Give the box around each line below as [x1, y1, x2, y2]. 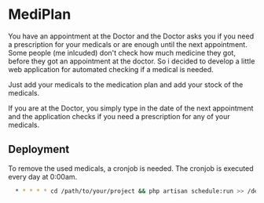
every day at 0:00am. [8, 172, 78, 181]
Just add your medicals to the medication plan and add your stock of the [8, 80, 244, 89]
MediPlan [8, 5, 71, 24]
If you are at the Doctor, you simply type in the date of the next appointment [8, 103, 254, 113]
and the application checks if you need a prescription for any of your [8, 111, 230, 121]
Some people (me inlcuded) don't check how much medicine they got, [8, 48, 236, 57]
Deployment [8, 143, 70, 156]
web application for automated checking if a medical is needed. [8, 64, 214, 74]
